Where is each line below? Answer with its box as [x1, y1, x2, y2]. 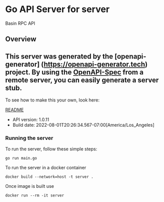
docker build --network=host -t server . [5, 174, 94, 180]
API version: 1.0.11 [12, 117, 49, 123]
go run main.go [5, 156, 37, 161]
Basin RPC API [5, 20, 35, 26]
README [5, 107, 24, 113]
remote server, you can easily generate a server [5, 76, 159, 84]
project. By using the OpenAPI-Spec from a [5, 68, 144, 76]
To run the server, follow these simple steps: [5, 146, 97, 152]
